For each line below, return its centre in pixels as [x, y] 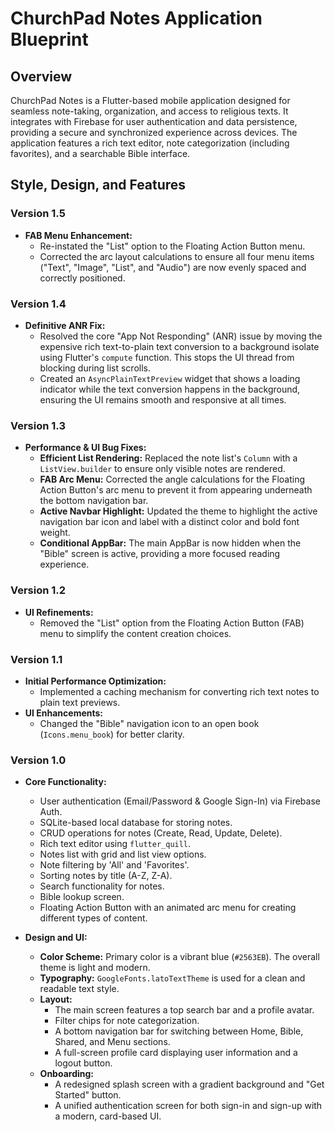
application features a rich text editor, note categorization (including [150, 143]
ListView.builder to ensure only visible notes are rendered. [162, 469]
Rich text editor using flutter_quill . [115, 844]
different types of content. [93, 918]
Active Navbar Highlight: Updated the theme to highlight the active [178, 511]
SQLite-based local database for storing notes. [136, 823]
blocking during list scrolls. [95, 368]
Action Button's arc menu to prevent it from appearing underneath [176, 490]
